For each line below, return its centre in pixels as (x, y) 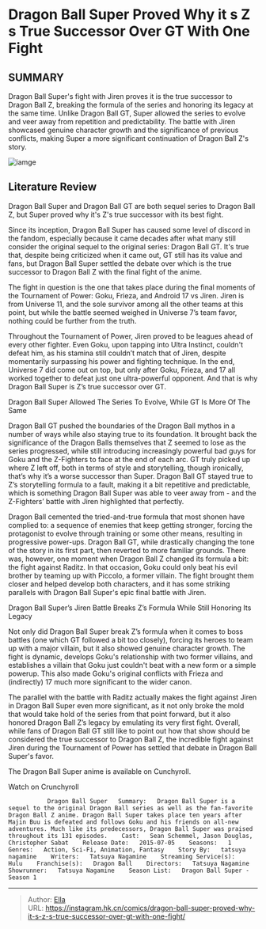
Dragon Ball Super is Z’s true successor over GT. (87, 386)
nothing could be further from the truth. (72, 320)
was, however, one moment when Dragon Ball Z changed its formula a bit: (129, 559)
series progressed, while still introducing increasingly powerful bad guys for (132, 451)
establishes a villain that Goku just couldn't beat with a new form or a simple (132, 665)
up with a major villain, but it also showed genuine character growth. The (127, 648)
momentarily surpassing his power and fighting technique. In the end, (122, 361)
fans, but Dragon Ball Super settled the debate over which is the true (120, 264)
